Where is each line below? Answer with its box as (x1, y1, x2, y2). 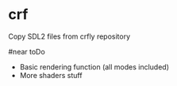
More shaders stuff (19, 70, 83, 80)
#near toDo (8, 47, 45, 56)
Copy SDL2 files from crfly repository (8, 32, 131, 41)
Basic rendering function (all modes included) (19, 62, 169, 72)
